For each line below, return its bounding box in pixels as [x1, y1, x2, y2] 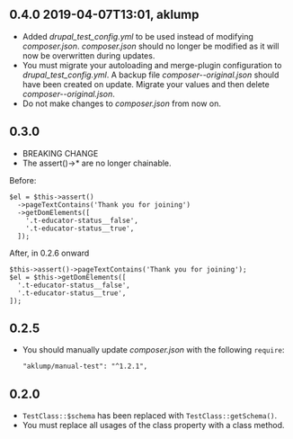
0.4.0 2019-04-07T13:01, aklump [9, 7, 200, 22]
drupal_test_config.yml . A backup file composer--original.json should [22, 69, 280, 80]
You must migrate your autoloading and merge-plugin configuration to [22, 59, 282, 70]
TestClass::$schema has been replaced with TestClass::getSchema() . [22, 410, 278, 421]
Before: [9, 175, 37, 185]
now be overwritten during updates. [22, 49, 155, 61]
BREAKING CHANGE [22, 148, 99, 158]
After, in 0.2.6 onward [9, 247, 90, 258]
